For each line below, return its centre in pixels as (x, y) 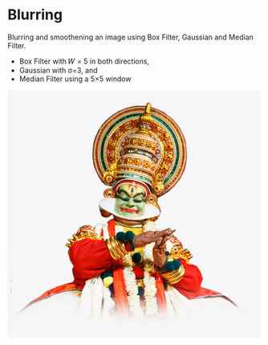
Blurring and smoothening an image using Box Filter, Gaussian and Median (131, 37)
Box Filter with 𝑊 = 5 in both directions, (84, 61)
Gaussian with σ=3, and (58, 70)
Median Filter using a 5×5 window (75, 79)
